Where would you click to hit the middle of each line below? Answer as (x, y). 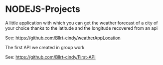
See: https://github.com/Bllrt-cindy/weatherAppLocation (63, 38)
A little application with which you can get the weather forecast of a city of (81, 23)
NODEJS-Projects (43, 9)
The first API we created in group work (45, 47)
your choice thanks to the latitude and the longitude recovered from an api (81, 28)
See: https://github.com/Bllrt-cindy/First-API (50, 57)
